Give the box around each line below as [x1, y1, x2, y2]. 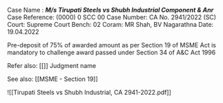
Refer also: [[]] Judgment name [7, 62, 97, 69]
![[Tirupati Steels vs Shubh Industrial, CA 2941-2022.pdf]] [7, 89, 171, 96]
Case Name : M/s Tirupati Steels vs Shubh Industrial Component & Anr [7, 6, 214, 14]
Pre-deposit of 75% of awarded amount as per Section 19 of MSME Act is [7, 41, 216, 49]
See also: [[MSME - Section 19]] [7, 75, 98, 83]
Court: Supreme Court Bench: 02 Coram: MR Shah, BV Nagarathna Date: [7, 21, 214, 28]
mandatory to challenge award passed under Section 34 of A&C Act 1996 [7, 48, 216, 56]
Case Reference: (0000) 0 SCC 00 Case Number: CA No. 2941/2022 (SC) [7, 13, 216, 21]
